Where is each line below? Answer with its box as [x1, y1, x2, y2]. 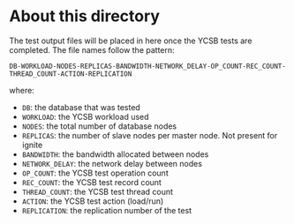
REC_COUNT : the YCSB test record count [21, 176, 162, 187]
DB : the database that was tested [21, 101, 141, 112]
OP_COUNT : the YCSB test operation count [21, 168, 170, 178]
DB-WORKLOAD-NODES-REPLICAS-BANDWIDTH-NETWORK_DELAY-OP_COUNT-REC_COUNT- [9, 62, 287, 71]
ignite [21, 139, 43, 150]
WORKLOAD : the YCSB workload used [21, 111, 149, 122]
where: [9, 85, 35, 95]
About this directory [9, 6, 161, 26]
